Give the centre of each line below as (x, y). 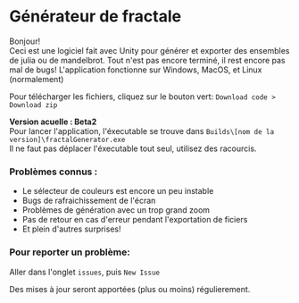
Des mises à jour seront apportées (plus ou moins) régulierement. (130, 289)
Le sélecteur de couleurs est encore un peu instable (118, 191)
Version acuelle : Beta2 (53, 122)
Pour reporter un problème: (70, 252)
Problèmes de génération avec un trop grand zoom (116, 210)
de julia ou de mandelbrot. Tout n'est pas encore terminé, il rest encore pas (147, 60)
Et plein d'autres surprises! (71, 229)
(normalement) (37, 79)
